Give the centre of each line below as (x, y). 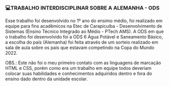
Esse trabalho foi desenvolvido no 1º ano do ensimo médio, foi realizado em (84, 21)
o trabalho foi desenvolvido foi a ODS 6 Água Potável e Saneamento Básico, (84, 37)
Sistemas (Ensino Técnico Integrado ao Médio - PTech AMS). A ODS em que (84, 31)
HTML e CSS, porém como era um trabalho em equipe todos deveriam (78, 68)
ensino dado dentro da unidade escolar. (47, 79)
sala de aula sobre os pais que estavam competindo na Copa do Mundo (80, 48)
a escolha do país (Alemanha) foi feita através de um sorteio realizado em (82, 42)
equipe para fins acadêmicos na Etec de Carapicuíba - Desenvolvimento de (84, 26)
